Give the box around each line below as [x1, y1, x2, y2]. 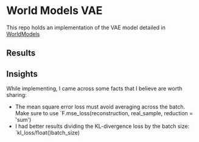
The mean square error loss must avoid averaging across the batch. [15, 103, 186, 110]
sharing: [6, 91, 27, 99]
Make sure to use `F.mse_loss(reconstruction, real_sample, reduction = [15, 110, 194, 117]
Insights [6, 68, 38, 79]
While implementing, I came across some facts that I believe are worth [6, 85, 183, 92]
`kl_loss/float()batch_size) [15, 129, 80, 137]
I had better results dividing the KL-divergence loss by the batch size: [15, 122, 190, 130]
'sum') [15, 116, 32, 124]
